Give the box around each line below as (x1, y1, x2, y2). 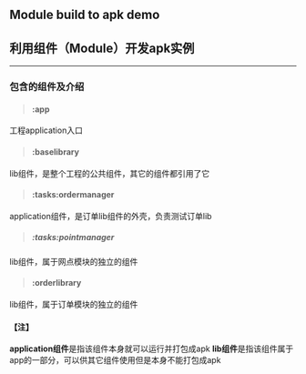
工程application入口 (9, 125, 84, 136)
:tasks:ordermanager (31, 189, 115, 200)
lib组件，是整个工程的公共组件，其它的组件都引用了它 (9, 167, 210, 178)
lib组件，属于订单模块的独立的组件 (9, 298, 138, 309)
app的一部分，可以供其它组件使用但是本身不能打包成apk (9, 355, 221, 366)
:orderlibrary (31, 278, 82, 288)
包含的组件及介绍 (9, 81, 85, 94)
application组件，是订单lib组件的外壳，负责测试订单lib (9, 210, 212, 221)
